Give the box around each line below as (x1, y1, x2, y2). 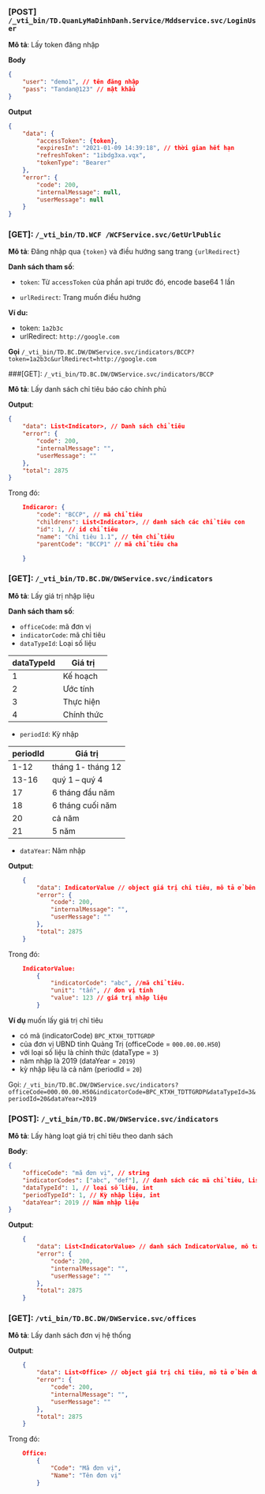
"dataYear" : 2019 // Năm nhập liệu (22, 1199, 140, 1207)
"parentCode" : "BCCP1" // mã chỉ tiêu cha (36, 540, 178, 548)
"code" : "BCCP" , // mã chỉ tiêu (36, 511, 144, 519)
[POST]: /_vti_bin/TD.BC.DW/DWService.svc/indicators (8, 1113, 219, 1124)
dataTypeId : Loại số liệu (19, 638, 96, 648)
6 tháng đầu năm (52, 786, 115, 798)
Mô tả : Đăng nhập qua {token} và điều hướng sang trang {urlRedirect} (8, 247, 241, 257)
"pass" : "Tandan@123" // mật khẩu (22, 85, 136, 93)
